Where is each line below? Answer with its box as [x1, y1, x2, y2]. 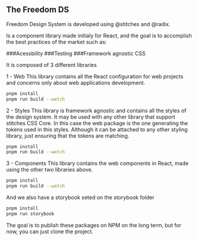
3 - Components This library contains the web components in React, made [6, 160, 189, 167]
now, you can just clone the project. [6, 228, 94, 235]
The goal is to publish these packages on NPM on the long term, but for [6, 221, 181, 229]
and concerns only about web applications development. [6, 79, 146, 86]
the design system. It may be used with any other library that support [6, 113, 175, 120]
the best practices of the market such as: [6, 38, 107, 45]
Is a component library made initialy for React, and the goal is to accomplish [6, 32, 192, 39]
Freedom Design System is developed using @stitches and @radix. [6, 20, 171, 27]
